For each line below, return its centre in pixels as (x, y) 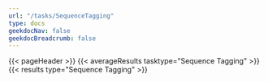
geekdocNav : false (39, 31)
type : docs (27, 23)
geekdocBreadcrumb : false (52, 38)
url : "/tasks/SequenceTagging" (61, 16)
